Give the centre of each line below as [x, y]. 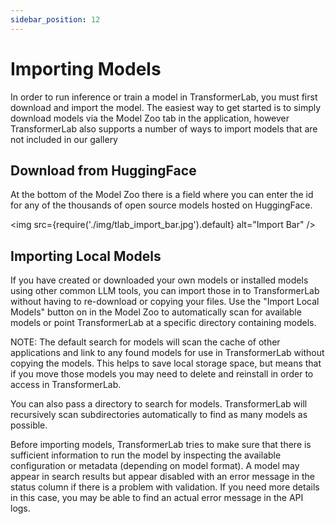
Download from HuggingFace [103, 170]
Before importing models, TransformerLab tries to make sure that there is [161, 445]
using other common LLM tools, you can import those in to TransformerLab [165, 291]
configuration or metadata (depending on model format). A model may [155, 466]
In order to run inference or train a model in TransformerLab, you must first [164, 97]
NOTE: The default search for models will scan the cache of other [145, 342]
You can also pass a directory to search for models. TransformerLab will [159, 404]
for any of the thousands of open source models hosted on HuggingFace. [161, 205]
